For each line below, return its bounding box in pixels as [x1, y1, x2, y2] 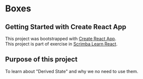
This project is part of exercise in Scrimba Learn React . [5, 41, 118, 47]
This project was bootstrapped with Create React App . [5, 36, 117, 41]
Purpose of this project [5, 55, 78, 64]
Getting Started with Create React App [5, 23, 127, 31]
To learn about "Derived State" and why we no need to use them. [5, 68, 139, 74]
